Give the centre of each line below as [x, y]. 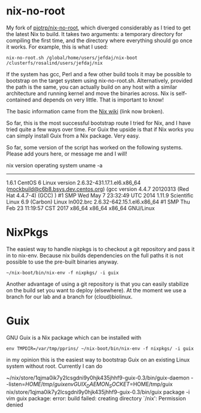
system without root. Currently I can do [54, 366]
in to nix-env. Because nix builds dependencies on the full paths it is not [95, 255]
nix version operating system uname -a [54, 165]
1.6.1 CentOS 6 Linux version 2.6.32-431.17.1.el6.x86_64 [74, 182]
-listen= [16, 384]
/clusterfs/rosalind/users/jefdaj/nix [54, 63]
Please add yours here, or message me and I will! [67, 154]
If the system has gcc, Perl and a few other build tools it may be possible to [99, 74]
